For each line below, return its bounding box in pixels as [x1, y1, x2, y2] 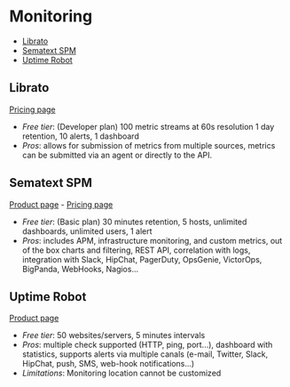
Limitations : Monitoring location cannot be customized [21, 367, 222, 379]
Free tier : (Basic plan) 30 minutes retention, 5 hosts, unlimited [21, 216, 247, 227]
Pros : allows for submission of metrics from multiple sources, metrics [21, 140, 276, 150]
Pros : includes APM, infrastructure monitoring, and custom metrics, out [21, 235, 283, 246]
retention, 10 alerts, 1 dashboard [21, 131, 139, 141]
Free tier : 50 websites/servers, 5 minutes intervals [21, 330, 206, 341]
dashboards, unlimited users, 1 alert [21, 225, 153, 237]
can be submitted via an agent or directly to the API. [21, 149, 213, 160]
